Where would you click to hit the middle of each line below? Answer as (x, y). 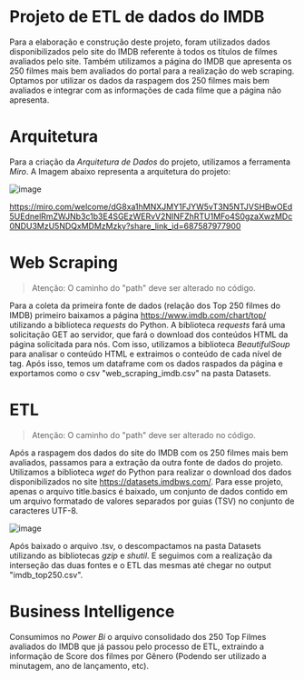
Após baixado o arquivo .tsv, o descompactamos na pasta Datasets (135, 545)
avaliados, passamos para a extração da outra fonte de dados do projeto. (147, 462)
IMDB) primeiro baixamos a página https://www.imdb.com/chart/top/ (138, 315)
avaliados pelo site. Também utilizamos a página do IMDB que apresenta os (151, 61)
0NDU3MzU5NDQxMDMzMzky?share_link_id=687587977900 (125, 225)
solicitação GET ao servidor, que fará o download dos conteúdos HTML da (149, 335)
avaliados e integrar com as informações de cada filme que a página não (145, 90)
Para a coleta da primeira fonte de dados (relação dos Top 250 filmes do (145, 305)
